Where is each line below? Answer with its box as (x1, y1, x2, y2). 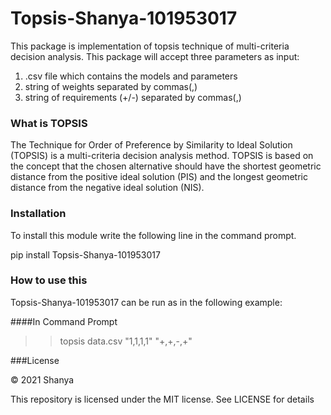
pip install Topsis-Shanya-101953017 (10, 248, 161, 261)
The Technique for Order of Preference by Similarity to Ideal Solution (10, 139, 293, 151)
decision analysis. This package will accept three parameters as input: (10, 50, 300, 62)
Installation (10, 207, 67, 221)
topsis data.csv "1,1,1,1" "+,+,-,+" (59, 335, 193, 347)
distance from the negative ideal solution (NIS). (10, 182, 205, 194)
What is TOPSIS (10, 116, 88, 130)
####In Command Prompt (10, 315, 118, 327)
